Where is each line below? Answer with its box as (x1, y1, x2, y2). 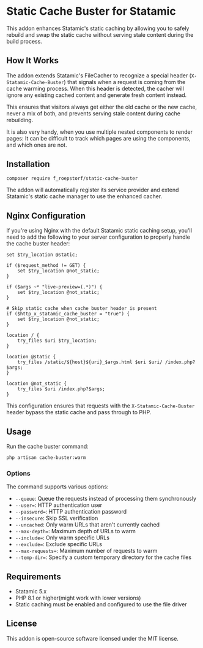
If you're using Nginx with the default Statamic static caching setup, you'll (6, 227, 193, 234)
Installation (6, 159, 50, 169)
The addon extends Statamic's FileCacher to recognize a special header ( (6, 72, 191, 79)
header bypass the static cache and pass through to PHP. (6, 409, 152, 416)
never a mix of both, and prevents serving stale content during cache (6, 109, 180, 117)
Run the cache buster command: (6, 443, 89, 450)
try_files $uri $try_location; (17, 337, 97, 344)
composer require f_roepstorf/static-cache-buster (6, 175, 138, 182)
